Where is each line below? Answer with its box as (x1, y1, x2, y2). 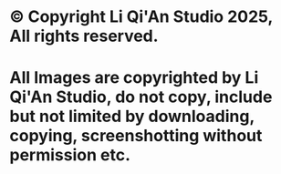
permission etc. (9, 145, 130, 166)
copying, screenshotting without (9, 126, 263, 147)
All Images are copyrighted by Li (9, 67, 259, 88)
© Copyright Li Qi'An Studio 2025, (9, 6, 274, 27)
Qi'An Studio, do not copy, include (9, 87, 273, 107)
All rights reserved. (9, 26, 159, 46)
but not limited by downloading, (9, 107, 255, 127)
